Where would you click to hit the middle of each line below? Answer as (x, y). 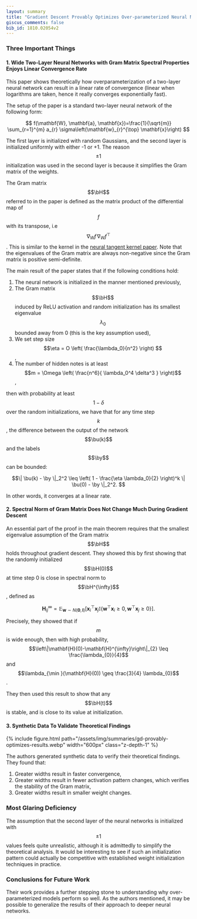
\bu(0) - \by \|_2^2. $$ (98, 484)
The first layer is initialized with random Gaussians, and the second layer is (96, 141)
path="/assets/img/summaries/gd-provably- (115, 739)
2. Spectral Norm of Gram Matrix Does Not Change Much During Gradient (97, 509)
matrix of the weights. (33, 172)
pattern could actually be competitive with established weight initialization (95, 858)
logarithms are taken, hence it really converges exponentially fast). (86, 94)
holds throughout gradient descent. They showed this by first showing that (96, 553)
